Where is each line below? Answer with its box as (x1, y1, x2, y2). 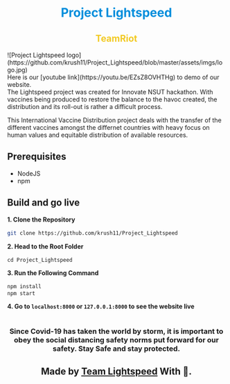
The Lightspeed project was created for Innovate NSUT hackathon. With (7, 88, 213, 96)
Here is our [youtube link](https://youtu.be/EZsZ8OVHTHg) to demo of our (7, 73, 220, 81)
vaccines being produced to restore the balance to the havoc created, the (7, 95, 218, 103)
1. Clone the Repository (7, 215, 76, 224)
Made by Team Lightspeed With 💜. (40, 365, 193, 377)
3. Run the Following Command (7, 269, 99, 277)
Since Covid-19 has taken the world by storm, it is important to (9, 326, 224, 336)
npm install (7, 283, 42, 290)
